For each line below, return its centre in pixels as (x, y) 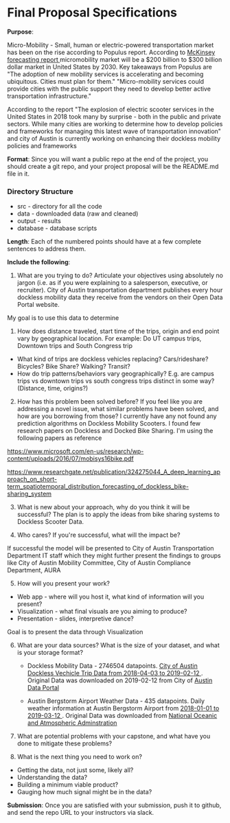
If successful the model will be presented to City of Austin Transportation (111, 548)
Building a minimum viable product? (68, 785)
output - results (39, 221)
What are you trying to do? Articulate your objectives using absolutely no (120, 275)
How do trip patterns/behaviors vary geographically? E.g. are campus (115, 374)
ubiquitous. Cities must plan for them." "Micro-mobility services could (106, 81)
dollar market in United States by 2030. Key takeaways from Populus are (110, 67)
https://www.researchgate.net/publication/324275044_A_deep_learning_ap (114, 472)
